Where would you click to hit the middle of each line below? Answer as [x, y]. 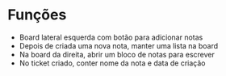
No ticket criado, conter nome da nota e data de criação [112, 63]
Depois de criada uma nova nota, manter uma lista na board [119, 45]
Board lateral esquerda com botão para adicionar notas [111, 37]
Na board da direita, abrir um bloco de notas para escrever [117, 54]
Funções [37, 15]
